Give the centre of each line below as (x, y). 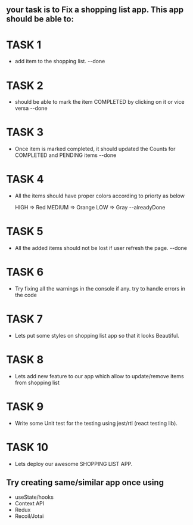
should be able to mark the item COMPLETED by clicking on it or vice (99, 102)
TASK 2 (25, 85)
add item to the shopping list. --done (60, 61)
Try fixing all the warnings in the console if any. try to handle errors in (100, 289)
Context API (29, 503)
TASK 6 (25, 272)
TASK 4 (25, 179)
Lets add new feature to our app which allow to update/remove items (99, 376)
